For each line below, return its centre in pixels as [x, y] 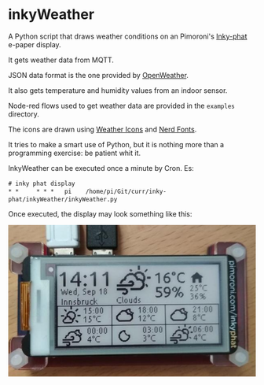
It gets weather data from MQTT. [61, 60]
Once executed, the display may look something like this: [100, 213]
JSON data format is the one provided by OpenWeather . [98, 75]
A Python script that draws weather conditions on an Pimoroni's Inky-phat [128, 36]
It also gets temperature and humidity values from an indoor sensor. [118, 90]
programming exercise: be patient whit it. [75, 153]
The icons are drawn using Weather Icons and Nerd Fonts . [103, 129]
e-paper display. [35, 44]
